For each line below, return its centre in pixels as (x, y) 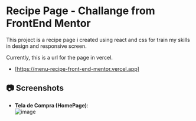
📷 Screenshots (35, 88)
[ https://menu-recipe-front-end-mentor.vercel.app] (77, 68)
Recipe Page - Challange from (81, 11)
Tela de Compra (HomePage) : (51, 105)
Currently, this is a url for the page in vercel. (60, 57)
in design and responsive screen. (46, 46)
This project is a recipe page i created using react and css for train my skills (98, 40)
